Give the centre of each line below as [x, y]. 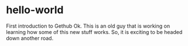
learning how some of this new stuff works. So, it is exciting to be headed [94, 32]
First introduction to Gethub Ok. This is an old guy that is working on [88, 26]
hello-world [35, 10]
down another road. [30, 38]
